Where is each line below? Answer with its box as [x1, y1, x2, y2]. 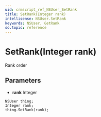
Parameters [5, 77, 41, 85]
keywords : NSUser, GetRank [5, 20, 60, 26]
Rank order [5, 62, 28, 68]
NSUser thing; [5, 98, 34, 104]
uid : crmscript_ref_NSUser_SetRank [5, 7, 77, 12]
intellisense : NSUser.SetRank [5, 16, 67, 21]
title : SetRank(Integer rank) [5, 12, 67, 17]
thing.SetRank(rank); [5, 107, 49, 112]
